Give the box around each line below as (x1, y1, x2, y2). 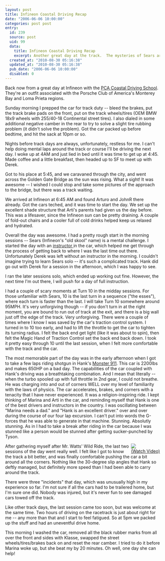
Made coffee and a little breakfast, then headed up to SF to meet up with (5, 156, 152, 162)
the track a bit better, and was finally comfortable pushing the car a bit (5, 454, 147, 459)
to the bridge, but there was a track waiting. (5, 187, 94, 193)
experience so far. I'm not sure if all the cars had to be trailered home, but (5, 484, 154, 490)
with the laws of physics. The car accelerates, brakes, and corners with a (5, 386, 153, 392)
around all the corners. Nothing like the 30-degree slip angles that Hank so (5, 459, 157, 465)
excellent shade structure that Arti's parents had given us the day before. (5, 207, 153, 212)
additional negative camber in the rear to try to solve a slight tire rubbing (5, 120, 151, 126)
